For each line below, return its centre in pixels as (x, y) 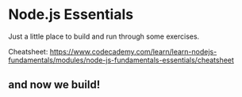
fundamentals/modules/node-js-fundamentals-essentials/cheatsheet (121, 60)
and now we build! (54, 85)
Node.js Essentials (71, 15)
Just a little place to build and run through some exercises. (104, 36)
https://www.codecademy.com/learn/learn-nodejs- (133, 51)
